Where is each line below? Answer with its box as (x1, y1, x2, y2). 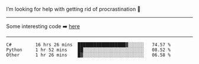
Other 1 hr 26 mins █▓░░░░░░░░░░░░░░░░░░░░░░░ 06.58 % (6, 52, 171, 58)
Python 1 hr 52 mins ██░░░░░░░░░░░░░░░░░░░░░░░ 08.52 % (6, 47, 171, 53)
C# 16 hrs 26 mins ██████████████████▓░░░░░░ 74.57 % (6, 42, 171, 48)
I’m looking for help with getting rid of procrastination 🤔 (6, 6, 141, 12)
